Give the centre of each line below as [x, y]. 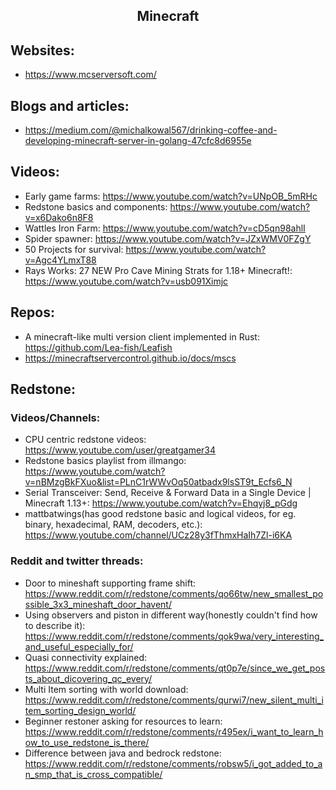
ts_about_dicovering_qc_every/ [88, 678]
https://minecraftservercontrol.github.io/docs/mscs [130, 358]
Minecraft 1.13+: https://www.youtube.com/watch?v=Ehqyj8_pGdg [161, 503]
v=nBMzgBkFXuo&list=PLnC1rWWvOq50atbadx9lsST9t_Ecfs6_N [158, 482]
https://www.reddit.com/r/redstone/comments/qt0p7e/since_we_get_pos [175, 668]
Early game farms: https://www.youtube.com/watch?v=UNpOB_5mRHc [171, 196]
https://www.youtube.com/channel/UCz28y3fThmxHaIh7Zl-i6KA [158, 535]
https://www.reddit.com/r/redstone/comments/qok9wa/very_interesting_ [174, 636]
